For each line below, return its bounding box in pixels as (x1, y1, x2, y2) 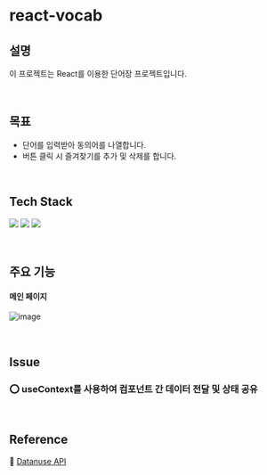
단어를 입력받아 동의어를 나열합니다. (21, 139, 147, 150)
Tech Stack (9, 194, 73, 209)
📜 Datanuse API (9, 455, 67, 466)
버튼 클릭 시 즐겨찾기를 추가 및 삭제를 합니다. (21, 151, 177, 161)
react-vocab (9, 5, 103, 26)
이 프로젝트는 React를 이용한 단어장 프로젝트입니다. (9, 69, 187, 78)
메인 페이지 (9, 291, 47, 301)
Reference (9, 432, 69, 447)
